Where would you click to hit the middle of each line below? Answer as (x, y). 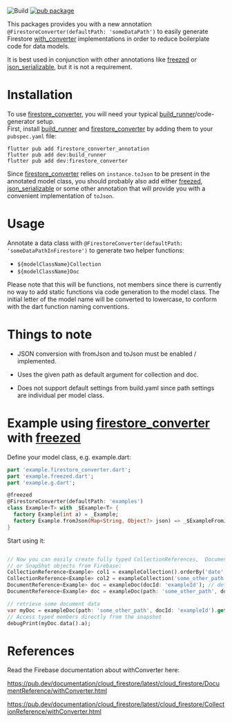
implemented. (37, 361)
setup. (46, 121)
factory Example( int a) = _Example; (66, 514)
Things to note (50, 335)
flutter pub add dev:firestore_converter (68, 161)
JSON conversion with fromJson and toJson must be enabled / (107, 354)
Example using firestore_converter (109, 423)
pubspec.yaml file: (32, 136)
